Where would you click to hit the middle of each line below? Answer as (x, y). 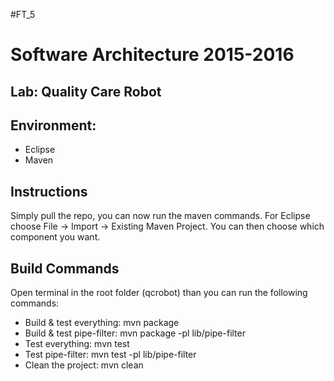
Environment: (53, 125)
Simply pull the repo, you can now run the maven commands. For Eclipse (160, 216)
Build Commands (65, 268)
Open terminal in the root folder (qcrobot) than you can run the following (159, 293)
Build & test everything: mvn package (102, 323)
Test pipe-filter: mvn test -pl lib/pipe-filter (110, 355)
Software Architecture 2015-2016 (152, 55)
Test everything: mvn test (77, 344)
